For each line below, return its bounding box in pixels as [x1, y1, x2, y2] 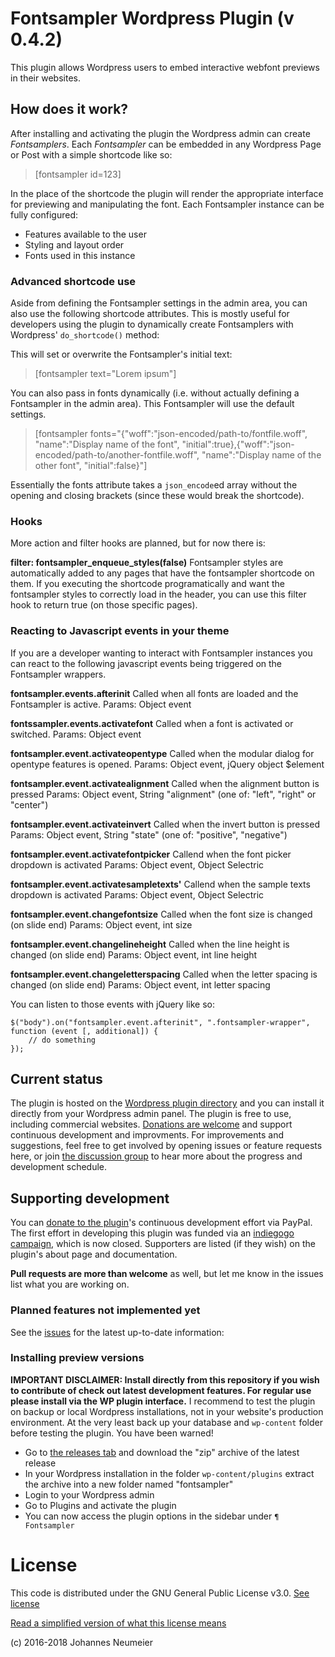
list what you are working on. [10, 1278, 130, 1291]
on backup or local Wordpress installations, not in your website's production [10, 1405, 324, 1417]
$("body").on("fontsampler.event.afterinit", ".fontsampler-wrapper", [10, 1017, 311, 1027]
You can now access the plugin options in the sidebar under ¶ [24, 1510, 280, 1522]
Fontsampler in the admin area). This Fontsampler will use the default [10, 398, 295, 410]
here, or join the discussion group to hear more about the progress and [10, 1150, 303, 1162]
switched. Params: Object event [10, 728, 142, 740]
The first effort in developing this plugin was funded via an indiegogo [10, 1227, 295, 1239]
